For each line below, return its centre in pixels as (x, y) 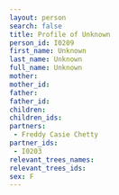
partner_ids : (34, 143)
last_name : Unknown (46, 59)
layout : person (38, 18)
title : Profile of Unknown (60, 34)
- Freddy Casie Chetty (56, 135)
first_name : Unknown (48, 51)
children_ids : (36, 118)
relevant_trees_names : (52, 160)
